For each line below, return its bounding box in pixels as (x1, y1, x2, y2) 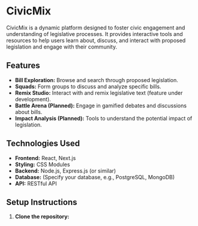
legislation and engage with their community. (6, 43, 118, 50)
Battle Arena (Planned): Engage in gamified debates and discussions (14, 102, 187, 109)
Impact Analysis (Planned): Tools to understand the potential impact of (14, 114, 193, 122)
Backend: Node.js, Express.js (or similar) (14, 167, 116, 174)
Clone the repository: (14, 213, 70, 220)
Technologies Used (6, 138, 80, 149)
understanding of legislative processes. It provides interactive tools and (6, 30, 183, 37)
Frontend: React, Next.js (14, 154, 76, 161)
